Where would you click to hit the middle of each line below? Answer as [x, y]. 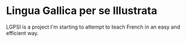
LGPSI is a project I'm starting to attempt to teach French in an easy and [93, 27]
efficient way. [23, 33]
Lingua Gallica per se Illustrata [82, 11]
